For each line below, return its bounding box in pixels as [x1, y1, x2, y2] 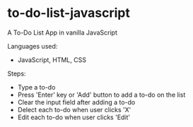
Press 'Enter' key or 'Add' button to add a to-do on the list [17, 90, 186, 99]
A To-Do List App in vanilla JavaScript [7, 28, 118, 37]
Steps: [7, 69, 26, 78]
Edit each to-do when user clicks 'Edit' [17, 113, 131, 121]
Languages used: [7, 42, 58, 50]
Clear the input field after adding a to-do [17, 97, 136, 107]
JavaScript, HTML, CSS [17, 55, 87, 64]
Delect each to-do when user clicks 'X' [17, 105, 131, 114]
